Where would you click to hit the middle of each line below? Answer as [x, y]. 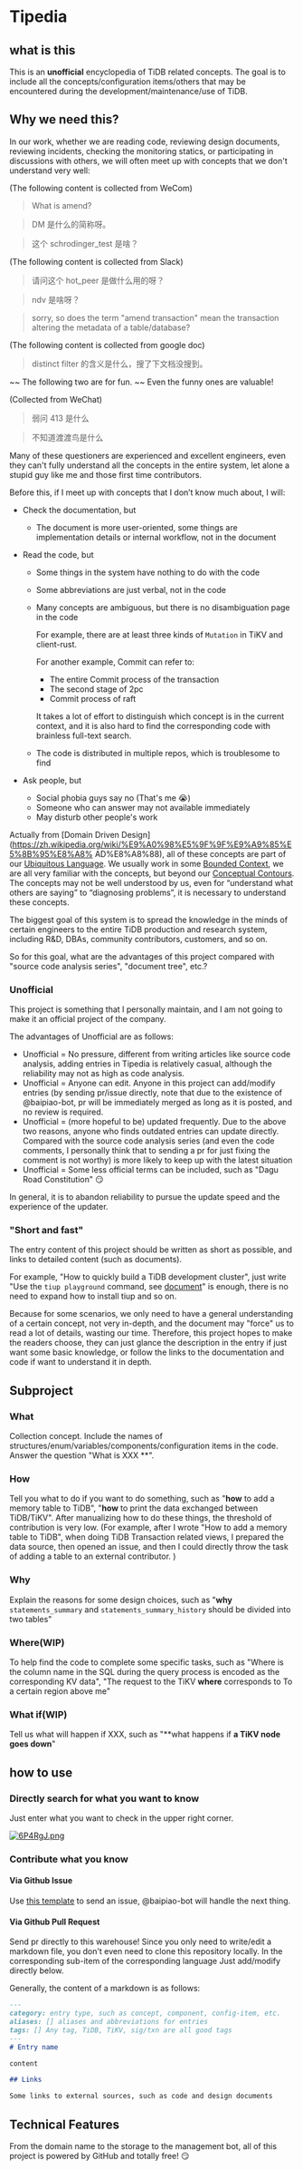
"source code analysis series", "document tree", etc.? [109, 966]
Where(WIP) [37, 1642]
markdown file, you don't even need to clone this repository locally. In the [146, 1951]
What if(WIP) [38, 1714]
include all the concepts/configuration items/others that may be [128, 82]
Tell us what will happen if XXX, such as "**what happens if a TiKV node [145, 1735]
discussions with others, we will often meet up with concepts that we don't [148, 161]
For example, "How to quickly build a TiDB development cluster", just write [148, 1277]
